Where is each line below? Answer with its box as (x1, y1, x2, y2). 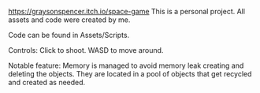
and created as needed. (8, 78, 86, 87)
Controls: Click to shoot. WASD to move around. (8, 46, 164, 54)
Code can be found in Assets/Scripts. (8, 31, 130, 39)
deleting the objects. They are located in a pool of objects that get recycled (8, 69, 252, 78)
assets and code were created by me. (8, 15, 131, 24)
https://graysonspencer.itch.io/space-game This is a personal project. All (8, 7, 246, 16)
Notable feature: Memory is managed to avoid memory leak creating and (8, 61, 244, 70)
